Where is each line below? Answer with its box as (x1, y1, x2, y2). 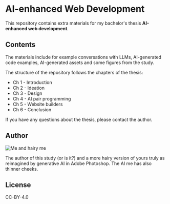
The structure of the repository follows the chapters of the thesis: (5, 69, 143, 75)
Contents (5, 40, 36, 49)
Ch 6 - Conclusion (12, 106, 52, 113)
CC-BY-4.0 (5, 194, 29, 200)
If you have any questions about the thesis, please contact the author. (5, 116, 153, 123)
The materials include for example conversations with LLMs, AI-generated (5, 54, 162, 60)
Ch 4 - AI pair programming (12, 95, 71, 101)
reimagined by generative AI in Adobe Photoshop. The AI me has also (5, 160, 152, 167)
